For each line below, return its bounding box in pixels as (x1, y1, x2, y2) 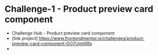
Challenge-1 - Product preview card (4, 3, 154, 15)
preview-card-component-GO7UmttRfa (11, 40, 92, 46)
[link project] (11, 35, 38, 41)
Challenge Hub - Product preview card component (11, 30, 115, 36)
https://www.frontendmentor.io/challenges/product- (39, 35, 145, 41)
